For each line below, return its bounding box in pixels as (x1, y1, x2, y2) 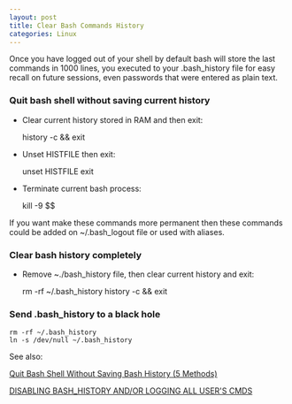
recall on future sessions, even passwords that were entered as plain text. (9, 72, 279, 83)
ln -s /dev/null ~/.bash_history (9, 336, 133, 345)
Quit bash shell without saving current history (9, 95, 211, 107)
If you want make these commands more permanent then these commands (9, 217, 283, 228)
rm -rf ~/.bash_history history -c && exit (21, 286, 168, 296)
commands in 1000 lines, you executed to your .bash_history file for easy (9, 63, 276, 73)
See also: (9, 351, 43, 362)
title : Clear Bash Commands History (9, 21, 144, 30)
